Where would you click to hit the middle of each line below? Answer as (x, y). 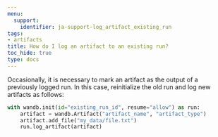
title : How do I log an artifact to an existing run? (88, 46)
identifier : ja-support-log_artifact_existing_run (96, 27)
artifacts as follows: (36, 94)
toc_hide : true (30, 53)
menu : (15, 14)
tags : (15, 33)
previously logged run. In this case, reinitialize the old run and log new (109, 87)
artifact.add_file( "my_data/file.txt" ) (79, 120)
